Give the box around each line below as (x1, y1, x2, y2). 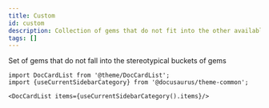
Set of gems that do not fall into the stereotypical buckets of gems (8, 56, 227, 66)
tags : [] (8, 34, 38, 42)
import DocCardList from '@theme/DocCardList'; (8, 71, 171, 80)
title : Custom (8, 11, 56, 20)
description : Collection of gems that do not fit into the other (8, 26, 231, 34)
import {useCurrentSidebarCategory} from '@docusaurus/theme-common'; (8, 78, 249, 86)
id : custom (8, 19, 45, 27)
